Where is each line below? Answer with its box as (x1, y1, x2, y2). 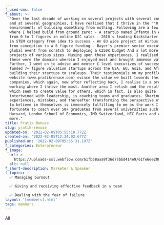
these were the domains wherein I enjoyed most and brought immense (9, 57, 152, 62)
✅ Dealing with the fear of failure (9, 193, 85, 198)
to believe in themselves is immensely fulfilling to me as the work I (9, 102, 159, 107)
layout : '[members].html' (5, 197, 58, 202)
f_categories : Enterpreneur (5, 143, 62, 148)
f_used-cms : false (5, 7, 42, 12)
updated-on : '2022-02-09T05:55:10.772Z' (5, 130, 89, 135)
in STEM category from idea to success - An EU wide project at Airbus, (9, 39, 161, 44)
